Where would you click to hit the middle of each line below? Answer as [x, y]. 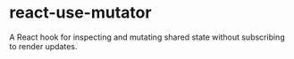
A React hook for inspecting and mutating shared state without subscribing [147, 37]
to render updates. [43, 46]
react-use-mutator [80, 13]
